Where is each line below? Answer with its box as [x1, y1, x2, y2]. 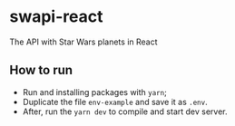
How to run [9, 63, 73, 78]
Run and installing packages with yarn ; [22, 86, 168, 97]
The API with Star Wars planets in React [9, 36, 158, 47]
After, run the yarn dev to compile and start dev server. [22, 106, 229, 117]
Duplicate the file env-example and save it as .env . [22, 96, 208, 107]
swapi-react [9, 6, 103, 27]
